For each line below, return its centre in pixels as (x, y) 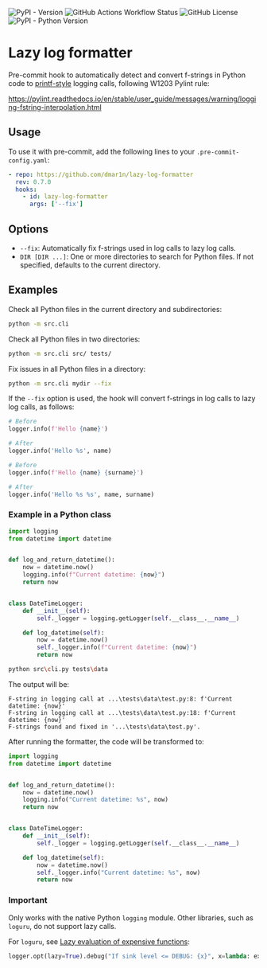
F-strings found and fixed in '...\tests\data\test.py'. (104, 727)
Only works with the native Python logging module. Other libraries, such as (131, 917)
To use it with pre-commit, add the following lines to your (102, 151)
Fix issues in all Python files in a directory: (77, 369)
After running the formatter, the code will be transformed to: (106, 741)
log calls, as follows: (41, 407)
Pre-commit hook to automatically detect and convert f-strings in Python (127, 75)
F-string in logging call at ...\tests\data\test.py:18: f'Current (122, 712)
